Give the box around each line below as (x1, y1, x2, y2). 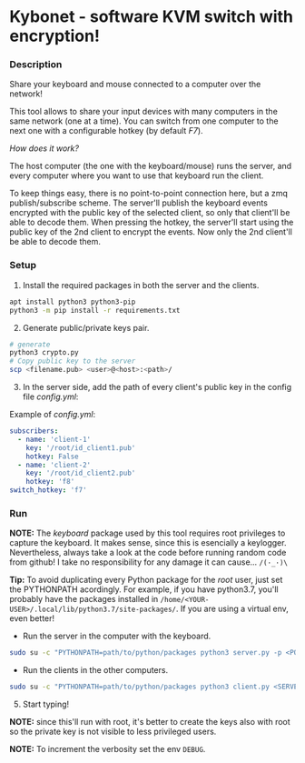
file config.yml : (22, 391, 79, 402)
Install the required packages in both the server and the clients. (22, 279, 260, 290)
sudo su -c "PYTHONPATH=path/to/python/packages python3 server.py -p (9, 648, 282, 658)
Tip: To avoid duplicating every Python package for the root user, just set (9, 575, 283, 586)
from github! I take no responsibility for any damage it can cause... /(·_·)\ (9, 557, 289, 567)
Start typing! (22, 698, 70, 710)
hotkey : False (25, 452, 79, 461)
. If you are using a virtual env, (175, 603, 289, 615)
